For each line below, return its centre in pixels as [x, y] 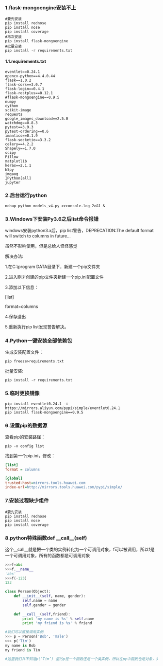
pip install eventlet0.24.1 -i [37, 404]
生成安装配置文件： [24, 352]
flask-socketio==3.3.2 [28, 140]
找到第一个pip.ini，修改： [30, 455]
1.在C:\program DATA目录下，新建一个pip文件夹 [53, 267]
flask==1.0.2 [18, 80]
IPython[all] [18, 178]
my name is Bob [20, 646]
